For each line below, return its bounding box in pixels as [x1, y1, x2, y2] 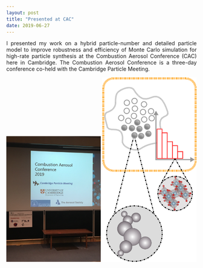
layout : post [6, 10, 39, 16]
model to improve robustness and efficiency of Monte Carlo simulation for [6, 46, 197, 54]
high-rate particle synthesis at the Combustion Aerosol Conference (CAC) [6, 53, 197, 60]
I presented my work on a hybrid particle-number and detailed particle [6, 40, 197, 47]
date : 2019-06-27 [6, 22, 50, 28]
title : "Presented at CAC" [6, 16, 74, 22]
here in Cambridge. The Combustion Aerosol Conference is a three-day [6, 59, 197, 66]
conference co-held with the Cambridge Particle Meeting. [6, 65, 150, 72]
